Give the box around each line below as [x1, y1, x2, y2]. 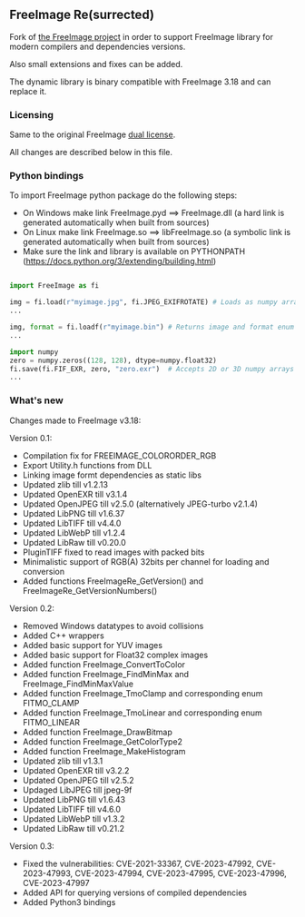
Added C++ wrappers [22, 630, 104, 641]
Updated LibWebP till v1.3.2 [22, 813, 125, 824]
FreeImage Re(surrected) [9, 7, 154, 23]
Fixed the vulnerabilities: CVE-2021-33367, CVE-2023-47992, [22, 858, 254, 869]
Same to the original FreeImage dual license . [9, 129, 176, 140]
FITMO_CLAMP [22, 697, 80, 708]
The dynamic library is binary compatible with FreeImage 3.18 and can [9, 76, 271, 87]
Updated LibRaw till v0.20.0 [22, 537, 127, 547]
